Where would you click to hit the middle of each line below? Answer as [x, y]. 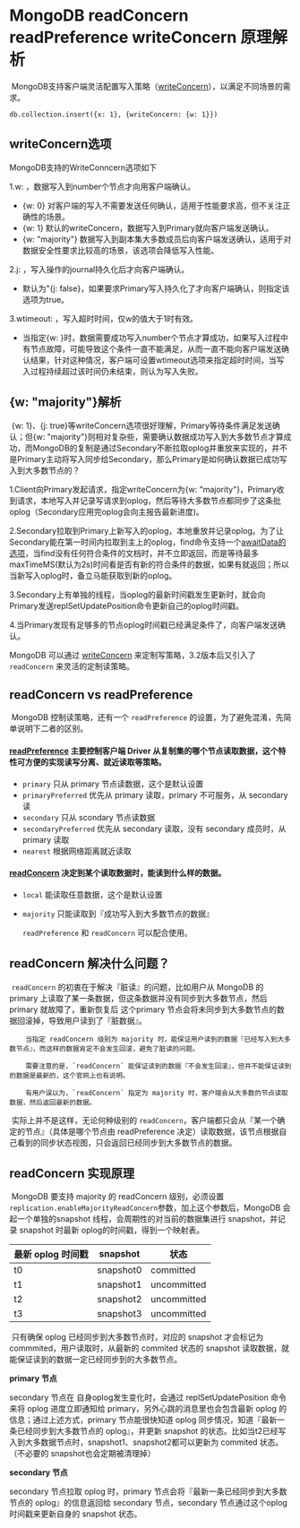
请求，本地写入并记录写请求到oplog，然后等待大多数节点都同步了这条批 [149, 500]
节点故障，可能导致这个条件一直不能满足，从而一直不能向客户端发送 [156, 348]
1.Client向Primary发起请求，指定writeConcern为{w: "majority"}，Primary [143, 489]
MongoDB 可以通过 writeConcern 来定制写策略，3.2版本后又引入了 [133, 655]
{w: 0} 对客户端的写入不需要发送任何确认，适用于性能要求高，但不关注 [152, 205]
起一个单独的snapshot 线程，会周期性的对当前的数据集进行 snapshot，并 [144, 1219]
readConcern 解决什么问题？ [90, 964]
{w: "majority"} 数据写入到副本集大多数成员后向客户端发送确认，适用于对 [157, 239]
